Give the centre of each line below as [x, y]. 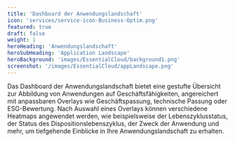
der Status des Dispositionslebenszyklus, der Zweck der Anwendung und [113, 123]
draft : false [26, 33]
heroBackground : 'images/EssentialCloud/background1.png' [94, 60]
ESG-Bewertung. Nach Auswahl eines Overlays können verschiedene [108, 108]
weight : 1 [22, 40]
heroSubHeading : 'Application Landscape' [69, 53]
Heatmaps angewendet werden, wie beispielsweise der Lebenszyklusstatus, [117, 116]
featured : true [29, 27]
